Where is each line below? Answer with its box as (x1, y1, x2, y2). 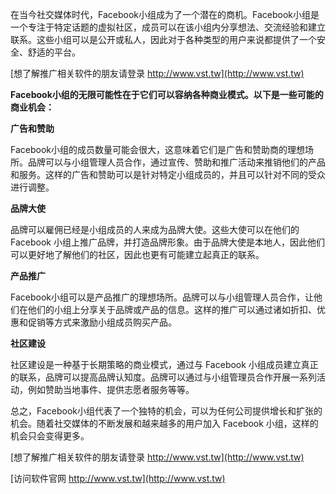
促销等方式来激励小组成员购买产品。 (27, 316, 177, 328)
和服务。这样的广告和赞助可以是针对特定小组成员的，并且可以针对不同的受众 (10, 169, 326, 180)
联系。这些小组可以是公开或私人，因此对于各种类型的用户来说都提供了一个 (10, 34, 317, 45)
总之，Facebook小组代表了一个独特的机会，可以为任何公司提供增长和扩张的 (10, 405, 323, 417)
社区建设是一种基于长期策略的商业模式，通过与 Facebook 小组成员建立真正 (10, 359, 319, 370)
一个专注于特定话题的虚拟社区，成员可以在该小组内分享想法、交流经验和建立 (10, 21, 326, 33)
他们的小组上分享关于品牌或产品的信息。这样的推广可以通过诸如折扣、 (27, 304, 317, 315)
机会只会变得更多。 (10, 430, 90, 442)
